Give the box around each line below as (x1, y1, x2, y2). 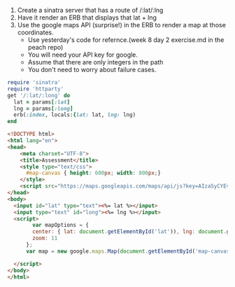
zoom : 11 (32, 234, 58, 242)
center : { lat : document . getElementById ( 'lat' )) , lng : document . (32, 228, 227, 235)
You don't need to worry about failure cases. (27, 66, 157, 73)
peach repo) (27, 43, 64, 51)
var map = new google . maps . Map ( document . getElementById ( (25, 248, 196, 255)
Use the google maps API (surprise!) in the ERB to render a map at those (17, 21, 226, 29)
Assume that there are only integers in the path (27, 58, 164, 66)
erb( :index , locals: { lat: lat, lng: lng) (13, 111, 136, 118)
